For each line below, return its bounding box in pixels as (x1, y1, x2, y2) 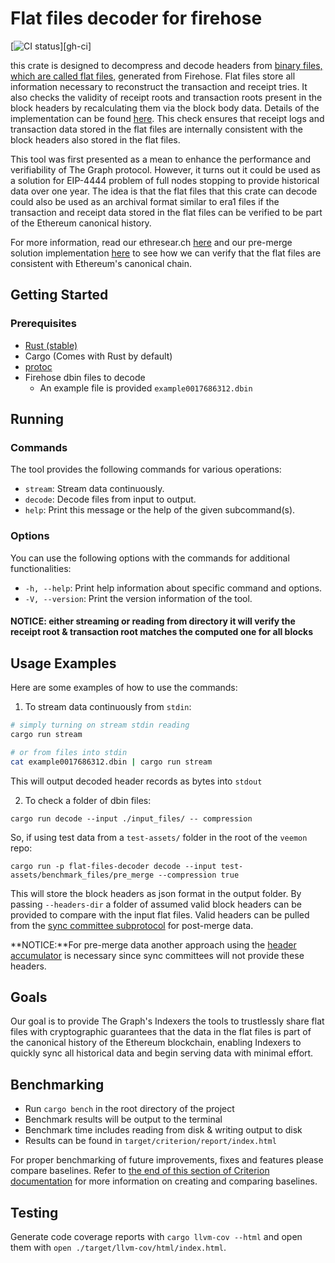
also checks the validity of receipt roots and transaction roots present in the (10, 91, 323, 103)
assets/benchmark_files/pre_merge (10, 870, 155, 880)
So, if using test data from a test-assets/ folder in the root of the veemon (10, 831, 308, 843)
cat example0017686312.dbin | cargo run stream (10, 757, 213, 767)
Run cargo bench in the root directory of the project (24, 1103, 235, 1115)
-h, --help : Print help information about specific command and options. (24, 582, 323, 594)
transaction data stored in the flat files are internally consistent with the (10, 123, 304, 135)
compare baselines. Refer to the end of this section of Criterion (10, 1165, 270, 1177)
